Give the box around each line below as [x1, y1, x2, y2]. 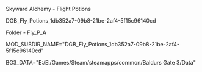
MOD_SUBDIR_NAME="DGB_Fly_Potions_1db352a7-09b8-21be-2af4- [5, 41, 180, 48]
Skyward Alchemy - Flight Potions [5, 5, 91, 12]
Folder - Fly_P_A [5, 29, 47, 36]
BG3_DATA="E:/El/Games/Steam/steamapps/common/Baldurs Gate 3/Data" [5, 59, 196, 66]
